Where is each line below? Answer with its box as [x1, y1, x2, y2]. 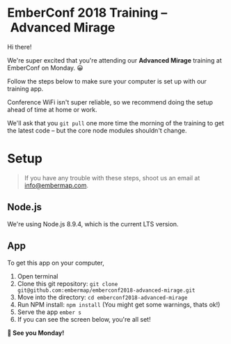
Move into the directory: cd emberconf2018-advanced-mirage [17, 292, 188, 301]
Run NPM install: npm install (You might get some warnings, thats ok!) [17, 300, 221, 308]
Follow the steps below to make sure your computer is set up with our [7, 77, 207, 85]
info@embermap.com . [24, 181, 89, 189]
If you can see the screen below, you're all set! [17, 315, 151, 323]
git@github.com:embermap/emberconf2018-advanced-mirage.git [17, 287, 196, 294]
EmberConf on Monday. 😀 [7, 63, 83, 72]
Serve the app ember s [17, 308, 82, 316]
